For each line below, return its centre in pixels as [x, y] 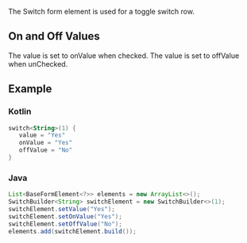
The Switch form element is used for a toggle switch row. [101, 12]
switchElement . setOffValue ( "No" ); [66, 224]
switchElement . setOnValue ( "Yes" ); [66, 216]
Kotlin [20, 112]
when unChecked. [38, 64]
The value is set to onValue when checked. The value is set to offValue [124, 56]
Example [30, 89]
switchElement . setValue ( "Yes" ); [62, 209]
